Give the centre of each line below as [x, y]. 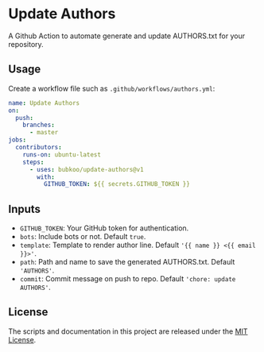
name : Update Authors [44, 103]
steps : [33, 162]
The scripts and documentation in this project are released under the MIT [128, 331]
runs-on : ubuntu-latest [62, 155]
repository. [26, 44]
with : [46, 177]
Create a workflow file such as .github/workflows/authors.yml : [112, 88]
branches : [39, 125]
